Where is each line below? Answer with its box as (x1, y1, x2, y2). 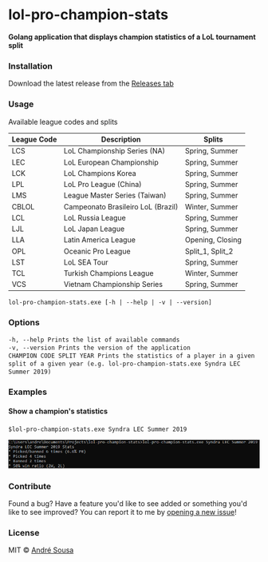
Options (8, 317, 40, 328)
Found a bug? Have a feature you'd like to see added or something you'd (8, 499, 247, 508)
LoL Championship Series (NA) (63, 146, 166, 156)
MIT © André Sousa (8, 545, 74, 555)
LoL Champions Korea (63, 168, 137, 177)
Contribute (8, 480, 52, 492)
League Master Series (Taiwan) (63, 190, 167, 201)
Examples (8, 386, 48, 397)
